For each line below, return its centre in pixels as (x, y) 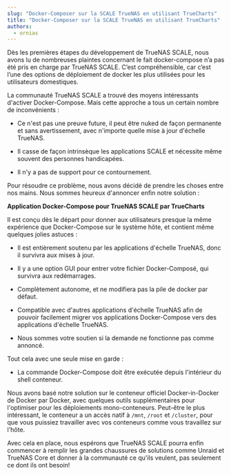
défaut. (27, 297)
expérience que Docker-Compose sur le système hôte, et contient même (111, 227)
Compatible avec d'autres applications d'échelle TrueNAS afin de (110, 310)
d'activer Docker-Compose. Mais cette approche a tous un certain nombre (113, 103)
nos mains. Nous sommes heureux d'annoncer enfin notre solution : (103, 193)
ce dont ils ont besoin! (39, 465)
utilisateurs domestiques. (43, 82)
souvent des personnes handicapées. (70, 159)
